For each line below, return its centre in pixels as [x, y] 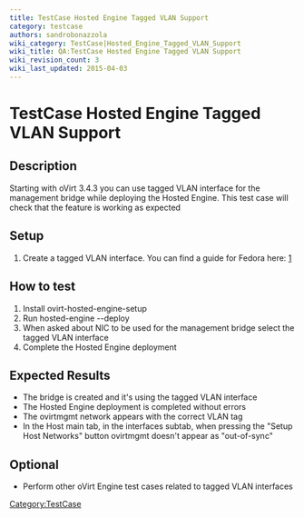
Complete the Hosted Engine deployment [99, 347]
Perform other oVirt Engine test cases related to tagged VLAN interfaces [157, 486]
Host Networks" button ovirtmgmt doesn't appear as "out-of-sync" [148, 436]
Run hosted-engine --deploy [76, 318]
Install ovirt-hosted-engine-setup [85, 308]
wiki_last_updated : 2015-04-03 [69, 69]
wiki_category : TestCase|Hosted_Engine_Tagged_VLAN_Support [126, 43]
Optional [34, 464]
